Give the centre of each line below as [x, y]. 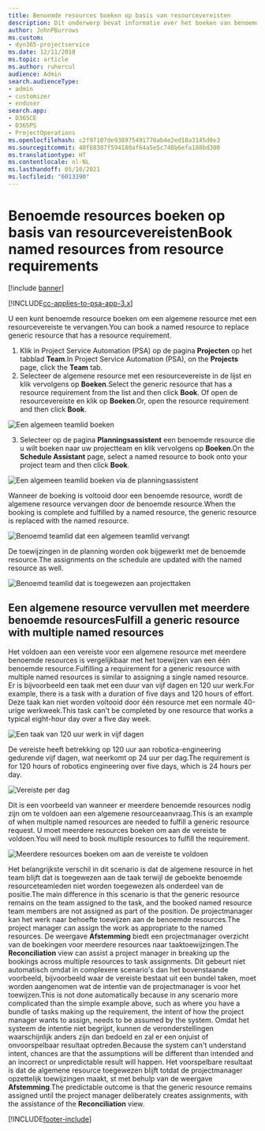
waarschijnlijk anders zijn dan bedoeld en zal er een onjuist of [108, 1036]
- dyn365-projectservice [49, 45]
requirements [53, 266]
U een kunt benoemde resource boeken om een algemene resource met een [132, 318]
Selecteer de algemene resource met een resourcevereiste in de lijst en [136, 375]
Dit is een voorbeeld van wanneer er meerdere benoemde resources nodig [129, 804]
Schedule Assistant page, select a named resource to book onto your [133, 456]
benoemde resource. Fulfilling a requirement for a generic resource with [124, 668]
